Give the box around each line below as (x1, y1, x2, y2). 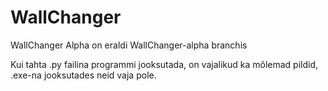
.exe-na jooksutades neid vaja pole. (10, 69, 157, 81)
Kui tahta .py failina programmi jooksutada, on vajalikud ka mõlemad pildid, (10, 58, 319, 70)
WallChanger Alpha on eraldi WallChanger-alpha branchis (10, 39, 248, 51)
